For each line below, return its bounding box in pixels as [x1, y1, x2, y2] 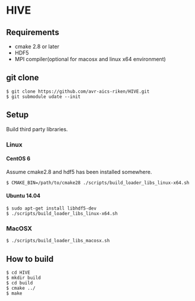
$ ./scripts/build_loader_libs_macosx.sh [6, 238, 110, 244]
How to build [6, 254, 54, 264]
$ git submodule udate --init [6, 93, 81, 100]
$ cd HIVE [6, 270, 31, 276]
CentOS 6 [6, 155, 31, 162]
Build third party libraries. [6, 125, 68, 132]
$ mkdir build [6, 275, 41, 281]
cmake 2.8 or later [14, 43, 59, 50]
